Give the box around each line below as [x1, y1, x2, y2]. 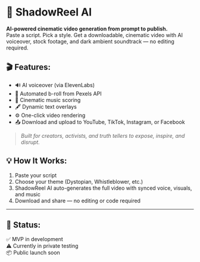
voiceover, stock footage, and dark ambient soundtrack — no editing [6, 38, 174, 45]
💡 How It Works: [6, 156, 67, 166]
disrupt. [20, 138, 40, 146]
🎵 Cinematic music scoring [14, 96, 81, 103]
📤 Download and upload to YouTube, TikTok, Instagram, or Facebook [14, 118, 186, 125]
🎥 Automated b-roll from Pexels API [14, 90, 102, 97]
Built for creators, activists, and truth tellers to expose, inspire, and [20, 132, 185, 139]
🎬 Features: [6, 62, 51, 72]
